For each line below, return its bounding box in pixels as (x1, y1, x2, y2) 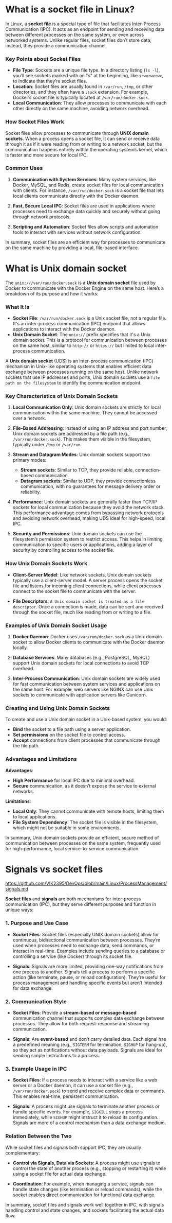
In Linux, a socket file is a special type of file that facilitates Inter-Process (5, 21, 161, 27)
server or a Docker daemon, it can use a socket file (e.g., (12, 1082, 133, 1089)
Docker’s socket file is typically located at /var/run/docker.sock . (12, 94, 149, 101)
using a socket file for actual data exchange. (12, 1170, 107, 1177)
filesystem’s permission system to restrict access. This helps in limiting (12, 536, 163, 543)
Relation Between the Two (5, 1132, 72, 1140)
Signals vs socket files (5, 863, 103, 875)
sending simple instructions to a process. (12, 1053, 100, 1059)
